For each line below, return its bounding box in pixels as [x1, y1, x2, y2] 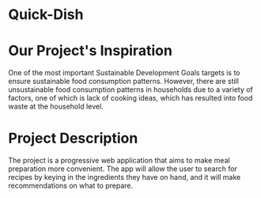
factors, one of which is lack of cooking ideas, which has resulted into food [8, 93, 253, 103]
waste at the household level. [8, 101, 104, 112]
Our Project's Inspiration [8, 42, 172, 60]
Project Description [8, 129, 138, 147]
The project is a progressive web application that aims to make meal [8, 156, 231, 166]
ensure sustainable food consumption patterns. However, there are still [8, 77, 240, 86]
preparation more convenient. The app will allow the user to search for [8, 164, 237, 173]
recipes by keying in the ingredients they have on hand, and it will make [8, 173, 241, 182]
